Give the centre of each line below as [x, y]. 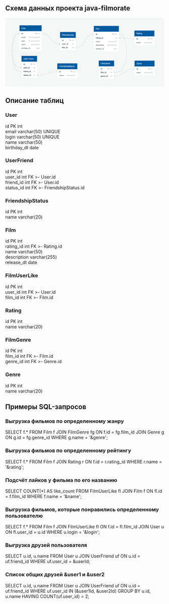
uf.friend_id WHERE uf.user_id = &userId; [48, 562]
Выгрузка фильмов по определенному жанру [65, 421]
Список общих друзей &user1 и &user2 [55, 575]
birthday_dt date [22, 147]
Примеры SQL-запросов [46, 407]
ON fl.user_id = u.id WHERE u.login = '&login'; [52, 532]
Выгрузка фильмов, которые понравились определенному [82, 509]
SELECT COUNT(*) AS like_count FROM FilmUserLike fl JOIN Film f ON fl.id [84, 491]
